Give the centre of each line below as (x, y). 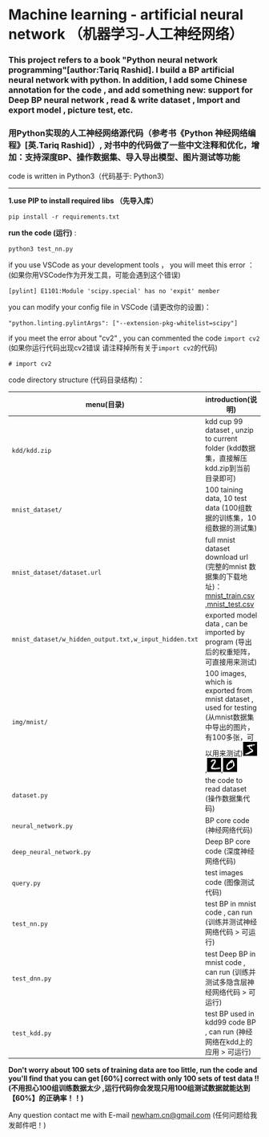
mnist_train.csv (230, 595)
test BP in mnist (231, 904)
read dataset (226, 789)
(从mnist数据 (226, 717)
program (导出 (229, 642)
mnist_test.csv (231, 604)
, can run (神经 (229, 1031)
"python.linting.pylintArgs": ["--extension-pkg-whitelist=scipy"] (123, 324)
